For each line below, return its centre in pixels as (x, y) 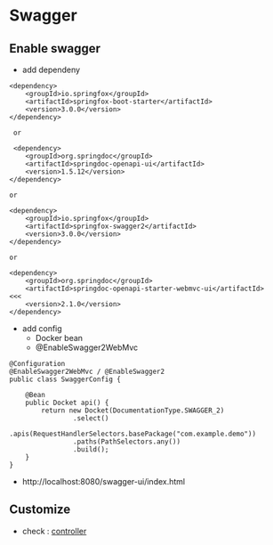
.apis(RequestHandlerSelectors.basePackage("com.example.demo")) (132, 434)
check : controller (54, 531)
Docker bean (59, 338)
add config (42, 329)
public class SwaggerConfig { (65, 379)
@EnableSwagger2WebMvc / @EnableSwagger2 (87, 371)
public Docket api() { (67, 403)
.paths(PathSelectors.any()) (126, 442)
